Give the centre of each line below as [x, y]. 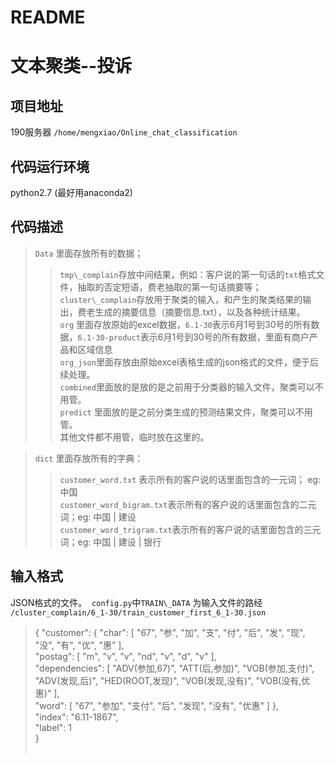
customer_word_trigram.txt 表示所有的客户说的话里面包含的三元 [190, 529]
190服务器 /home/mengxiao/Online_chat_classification [124, 132]
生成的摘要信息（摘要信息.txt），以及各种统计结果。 [200, 312]
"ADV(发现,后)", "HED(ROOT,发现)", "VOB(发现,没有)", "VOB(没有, [168, 680]
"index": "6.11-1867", [76, 717]
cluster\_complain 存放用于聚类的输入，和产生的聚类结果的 [181, 299]
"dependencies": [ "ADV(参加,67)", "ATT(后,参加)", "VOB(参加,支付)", [174, 668]
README [48, 17]
